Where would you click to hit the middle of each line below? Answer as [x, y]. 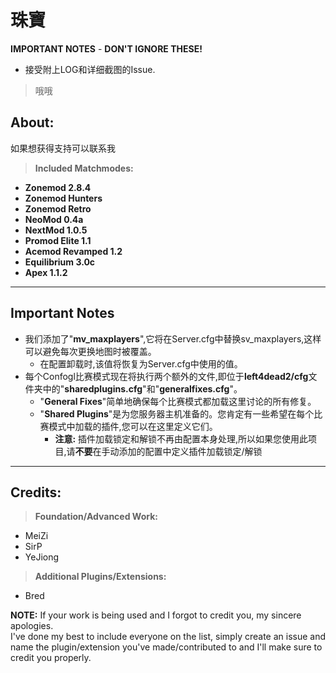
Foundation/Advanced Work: [96, 517]
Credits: [36, 492]
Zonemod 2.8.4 [58, 187]
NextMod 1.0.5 [56, 230]
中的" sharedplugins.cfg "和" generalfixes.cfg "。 [142, 388]
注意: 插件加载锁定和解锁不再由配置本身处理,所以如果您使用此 [181, 438]
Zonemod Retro [58, 208]
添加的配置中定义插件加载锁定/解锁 [190, 451]
